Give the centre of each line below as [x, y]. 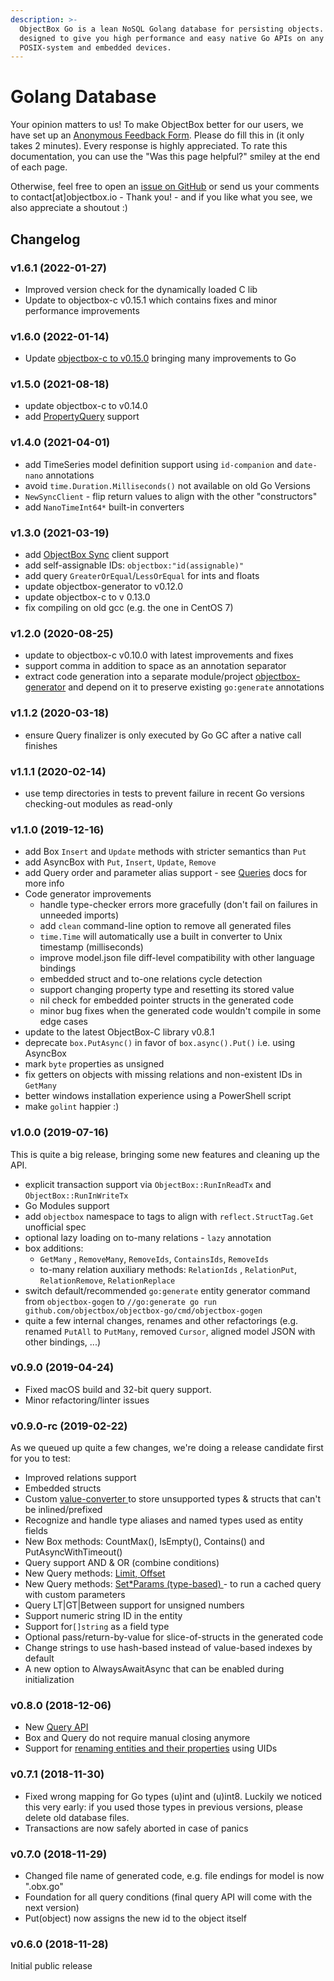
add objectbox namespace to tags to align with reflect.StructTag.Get [169, 1216]
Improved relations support [80, 1478]
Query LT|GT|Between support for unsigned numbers [134, 1605]
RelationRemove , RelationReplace [107, 1280]
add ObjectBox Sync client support [97, 555]
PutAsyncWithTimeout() [73, 1552]
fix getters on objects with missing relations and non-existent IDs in [163, 1075]
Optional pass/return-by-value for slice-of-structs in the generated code [174, 1637]
